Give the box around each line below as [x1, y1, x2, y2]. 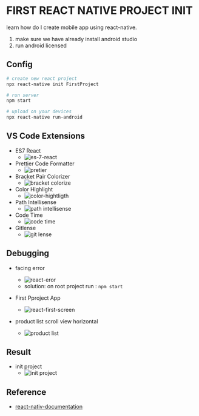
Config [6, 59, 33, 70]
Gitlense [15, 224, 36, 231]
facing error [15, 264, 46, 271]
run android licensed [15, 42, 67, 49]
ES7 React [15, 147, 41, 154]
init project [15, 363, 42, 370]
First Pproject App [15, 294, 61, 302]
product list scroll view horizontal [15, 317, 98, 325]
